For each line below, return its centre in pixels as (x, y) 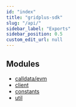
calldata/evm (31, 78)
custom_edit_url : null (34, 40)
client (22, 85)
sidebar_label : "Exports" (38, 29)
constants (27, 91)
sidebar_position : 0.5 (34, 34)
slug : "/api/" (24, 23)
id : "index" (21, 12)
